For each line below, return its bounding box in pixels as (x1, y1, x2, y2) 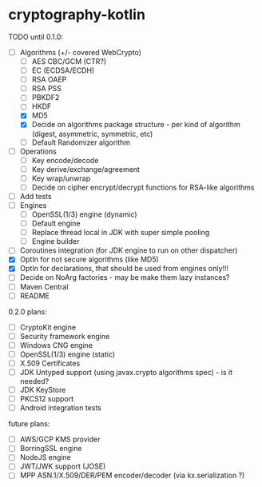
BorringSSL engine (19, 444, 82, 453)
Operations (19, 146, 58, 156)
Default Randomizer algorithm (31, 138, 130, 147)
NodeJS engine (19, 453, 72, 462)
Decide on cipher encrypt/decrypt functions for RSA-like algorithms (31, 182, 255, 192)
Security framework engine (19, 331, 110, 341)
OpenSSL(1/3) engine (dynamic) (31, 210, 137, 219)
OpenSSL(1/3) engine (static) (19, 349, 116, 359)
